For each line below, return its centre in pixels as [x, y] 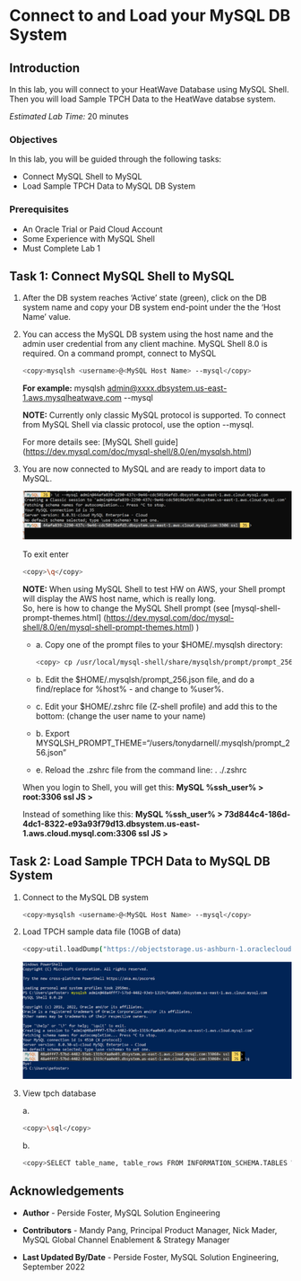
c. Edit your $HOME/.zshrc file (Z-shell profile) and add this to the [156, 706]
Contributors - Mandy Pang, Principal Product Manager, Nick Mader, [150, 1230]
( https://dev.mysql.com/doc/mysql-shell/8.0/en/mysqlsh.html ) [137, 452]
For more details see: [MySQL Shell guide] [100, 442]
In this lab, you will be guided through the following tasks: [116, 159]
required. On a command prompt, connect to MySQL [119, 353]
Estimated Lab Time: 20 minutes [69, 116]
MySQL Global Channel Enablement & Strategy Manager [126, 1240]
